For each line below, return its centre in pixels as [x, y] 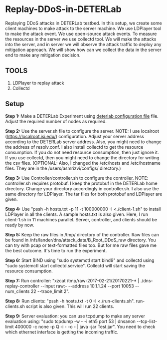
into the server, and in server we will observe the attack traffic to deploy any [83, 44]
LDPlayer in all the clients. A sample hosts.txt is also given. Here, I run [77, 214]
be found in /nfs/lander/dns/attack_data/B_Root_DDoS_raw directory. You [81, 240]
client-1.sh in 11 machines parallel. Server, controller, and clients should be [81, 219]
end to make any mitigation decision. [43, 55]
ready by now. [20, 225]
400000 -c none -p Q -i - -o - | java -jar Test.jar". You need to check [85, 326]
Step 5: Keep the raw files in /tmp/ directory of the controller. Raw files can [82, 234]
